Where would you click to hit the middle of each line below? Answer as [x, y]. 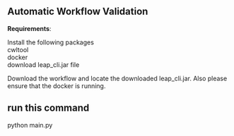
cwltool [18, 49]
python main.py [30, 125]
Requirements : [29, 28]
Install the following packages [51, 42]
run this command [48, 108]
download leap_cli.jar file [43, 64]
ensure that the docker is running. [57, 86]
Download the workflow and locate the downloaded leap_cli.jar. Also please [117, 78]
